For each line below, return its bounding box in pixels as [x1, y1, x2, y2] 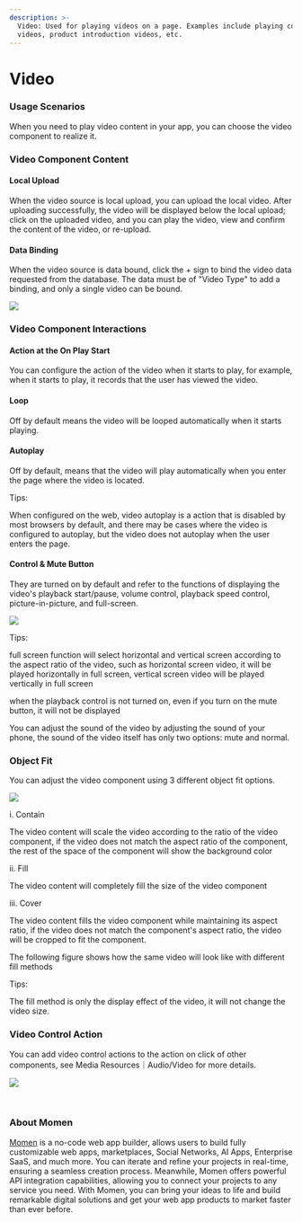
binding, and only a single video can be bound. [9, 284, 182, 295]
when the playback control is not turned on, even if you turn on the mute [9, 695, 278, 706]
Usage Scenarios [9, 101, 85, 113]
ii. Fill [9, 863, 29, 874]
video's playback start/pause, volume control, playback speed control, [9, 588, 271, 598]
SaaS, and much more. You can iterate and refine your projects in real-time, [9, 1156, 289, 1166]
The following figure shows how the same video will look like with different [9, 952, 285, 962]
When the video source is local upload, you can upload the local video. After [9, 195, 292, 206]
